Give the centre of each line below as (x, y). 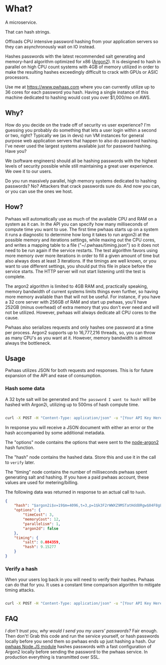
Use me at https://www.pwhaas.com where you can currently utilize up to (80, 87)
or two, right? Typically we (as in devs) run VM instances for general (75, 135)
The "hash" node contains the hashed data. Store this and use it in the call (81, 457)
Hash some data (25, 389)
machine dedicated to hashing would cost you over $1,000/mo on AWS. (78, 97)
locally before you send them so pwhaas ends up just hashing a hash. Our (80, 641)
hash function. (20, 447)
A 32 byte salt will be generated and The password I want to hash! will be (81, 399)
